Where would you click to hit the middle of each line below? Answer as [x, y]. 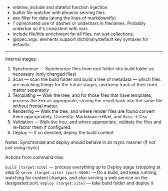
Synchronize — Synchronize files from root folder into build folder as [83, 69]
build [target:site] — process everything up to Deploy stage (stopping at [83, 167]
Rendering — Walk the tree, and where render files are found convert [83, 111]
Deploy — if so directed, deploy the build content [63, 133]
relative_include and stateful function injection [60, 7]
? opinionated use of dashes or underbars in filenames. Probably [79, 23]
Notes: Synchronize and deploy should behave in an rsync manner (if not [80, 142]
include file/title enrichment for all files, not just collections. [73, 34]
